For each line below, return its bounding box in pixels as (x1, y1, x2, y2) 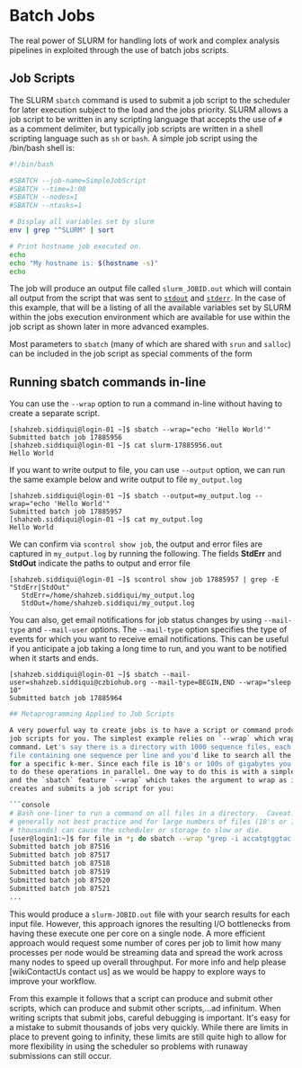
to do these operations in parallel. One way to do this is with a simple (9, 768, 296, 777)
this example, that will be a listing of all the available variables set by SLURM (9, 302, 292, 313)
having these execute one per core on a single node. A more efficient (9, 928, 265, 939)
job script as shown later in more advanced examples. (9, 321, 209, 333)
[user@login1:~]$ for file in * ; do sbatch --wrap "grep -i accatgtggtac (9, 833, 292, 843)
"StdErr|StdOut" (9, 583, 70, 592)
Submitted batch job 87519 (9, 868, 111, 877)
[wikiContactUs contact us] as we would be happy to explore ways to (9, 966, 266, 976)
